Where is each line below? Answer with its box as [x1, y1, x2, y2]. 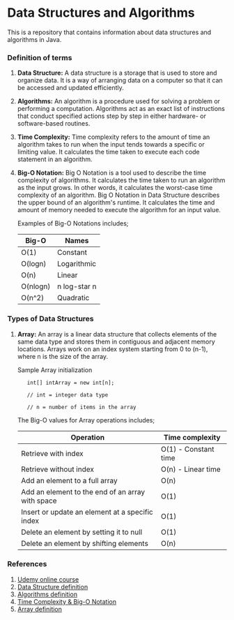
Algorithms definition [17, 590, 78, 598]
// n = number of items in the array [26, 404, 136, 411]
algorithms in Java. [7, 35, 62, 43]
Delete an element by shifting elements [20, 538, 148, 548]
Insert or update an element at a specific [20, 507, 153, 517]
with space [20, 496, 57, 505]
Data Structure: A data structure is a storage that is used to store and [17, 68, 217, 77]
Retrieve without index [20, 464, 94, 474]
